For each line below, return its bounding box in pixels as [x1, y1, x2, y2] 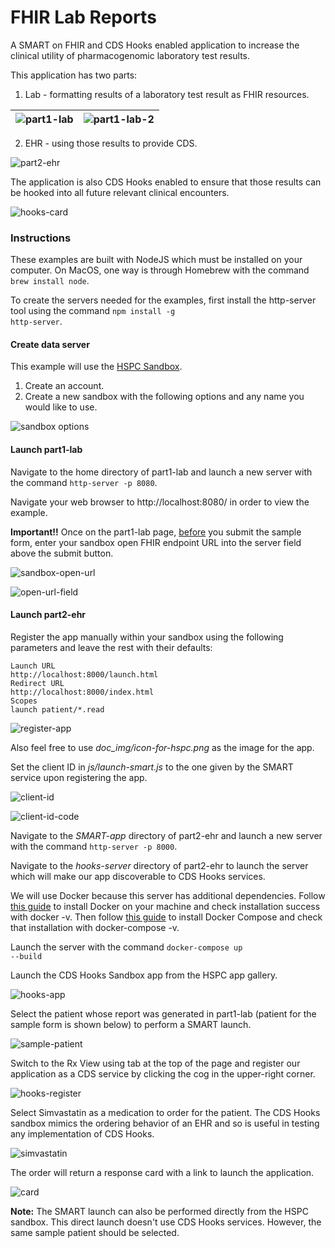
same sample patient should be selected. [10, 1226, 180, 1238]
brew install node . [10, 275, 90, 287]
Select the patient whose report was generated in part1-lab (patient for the [10, 1007, 317, 1020]
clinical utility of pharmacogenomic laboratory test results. [10, 49, 251, 61]
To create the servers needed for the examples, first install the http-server [10, 294, 317, 306]
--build [10, 951, 43, 961]
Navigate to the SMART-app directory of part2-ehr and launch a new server [10, 829, 323, 841]
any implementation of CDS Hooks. [10, 1127, 155, 1140]
